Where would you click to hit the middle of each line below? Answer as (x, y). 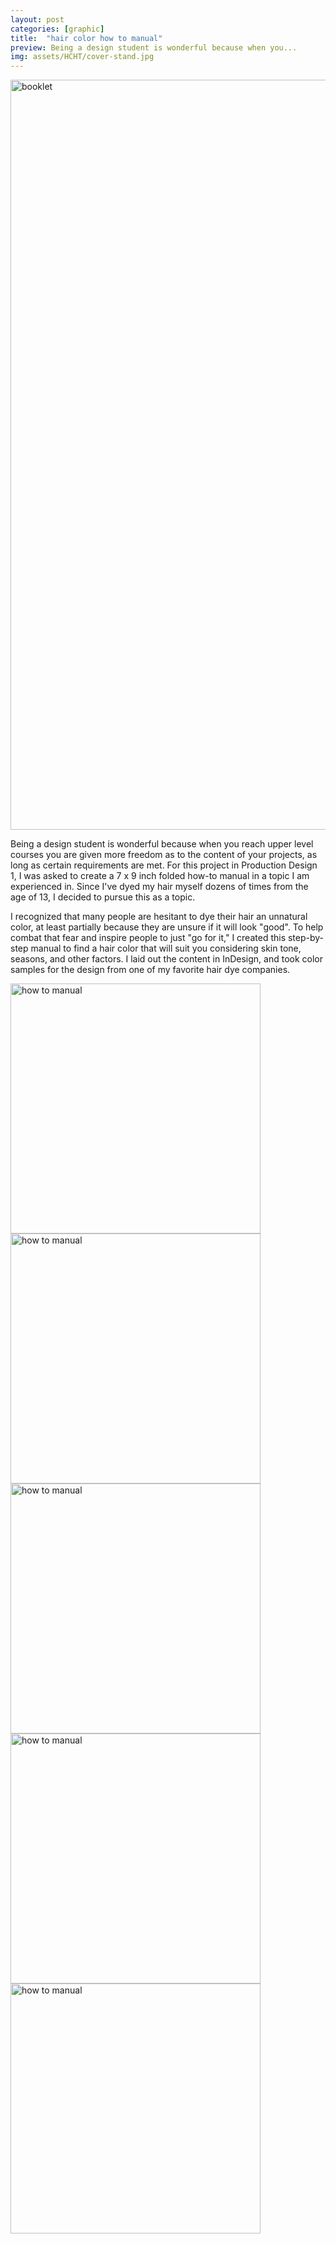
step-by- (306, 938)
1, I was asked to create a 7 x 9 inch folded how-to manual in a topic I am (160, 876)
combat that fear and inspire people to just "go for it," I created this (148, 938)
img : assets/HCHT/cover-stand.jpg (82, 57)
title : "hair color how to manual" (86, 38)
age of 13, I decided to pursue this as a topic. (103, 897)
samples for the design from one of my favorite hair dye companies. (150, 970)
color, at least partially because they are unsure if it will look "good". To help (167, 927)
